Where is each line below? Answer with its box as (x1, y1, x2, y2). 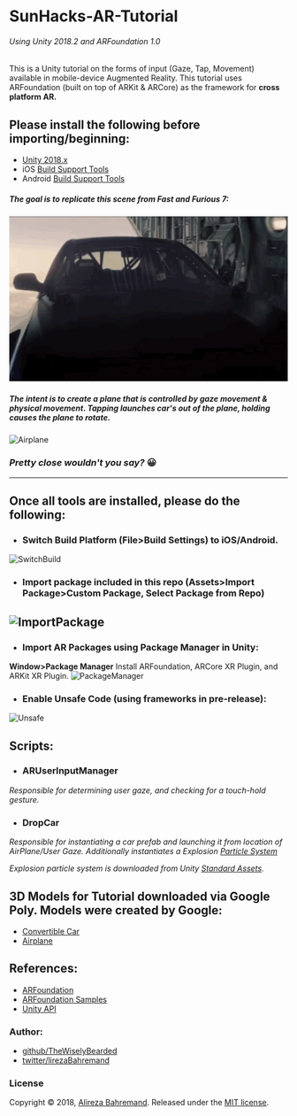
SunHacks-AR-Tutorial (9, 6, 179, 27)
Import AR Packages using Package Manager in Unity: (21, 641, 259, 653)
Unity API (21, 1003, 57, 1014)
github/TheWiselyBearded (21, 1046, 118, 1057)
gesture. (9, 794, 40, 804)
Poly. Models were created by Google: (9, 903, 223, 918)
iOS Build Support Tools (21, 164, 109, 174)
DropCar (21, 816, 60, 828)
